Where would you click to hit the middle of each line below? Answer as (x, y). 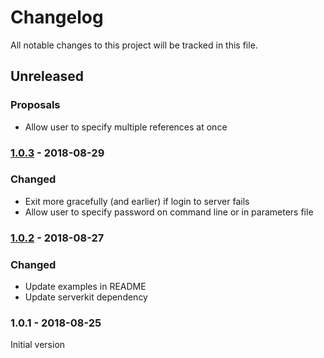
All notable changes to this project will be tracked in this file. (134, 45)
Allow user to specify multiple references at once (126, 127)
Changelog (57, 17)
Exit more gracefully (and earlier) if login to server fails (137, 201)
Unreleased (47, 76)
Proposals (35, 105)
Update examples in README (85, 287)
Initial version (38, 345)
